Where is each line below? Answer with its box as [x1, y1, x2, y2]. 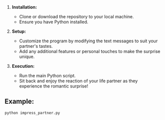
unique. [19, 54, 35, 60]
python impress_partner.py [4, 110, 60, 115]
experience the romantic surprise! [19, 83, 88, 89]
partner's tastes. [19, 43, 53, 49]
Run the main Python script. [19, 73, 76, 78]
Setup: [11, 29, 26, 34]
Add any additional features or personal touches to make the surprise [19, 49, 161, 54]
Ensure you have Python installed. [19, 19, 88, 25]
